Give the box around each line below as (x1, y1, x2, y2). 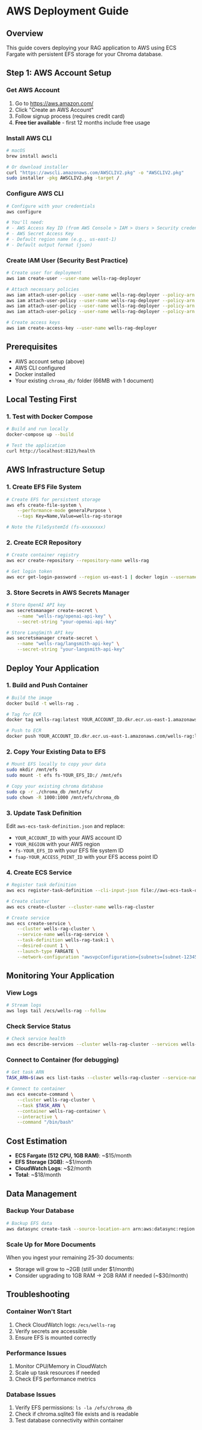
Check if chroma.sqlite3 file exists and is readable (14, 1410, 139, 1418)
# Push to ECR (6, 728, 42, 734)
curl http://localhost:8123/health (6, 448, 96, 454)
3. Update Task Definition (6, 808, 82, 817)
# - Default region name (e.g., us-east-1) (6, 237, 117, 243)
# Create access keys (6, 320, 61, 326)
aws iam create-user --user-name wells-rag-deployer (6, 275, 141, 281)
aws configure (6, 209, 42, 215)
